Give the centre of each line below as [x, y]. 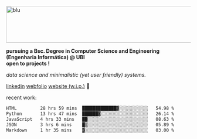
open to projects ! [28, 63]
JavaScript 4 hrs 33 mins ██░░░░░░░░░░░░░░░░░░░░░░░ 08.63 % [90, 119]
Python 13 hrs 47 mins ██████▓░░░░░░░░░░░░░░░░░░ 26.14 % [90, 114]
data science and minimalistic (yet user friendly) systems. [76, 75]
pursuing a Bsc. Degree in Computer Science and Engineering [83, 51]
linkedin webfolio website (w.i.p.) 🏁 [48, 86]
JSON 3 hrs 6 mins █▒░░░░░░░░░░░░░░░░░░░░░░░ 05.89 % [90, 125]
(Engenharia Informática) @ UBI [45, 57]
